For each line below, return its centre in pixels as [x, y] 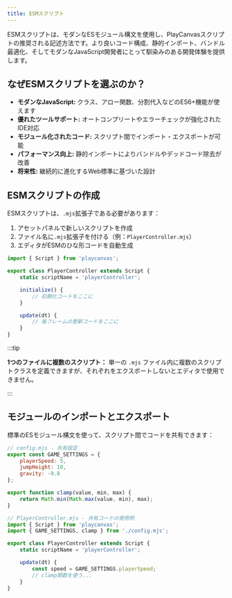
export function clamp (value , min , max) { [69, 493]
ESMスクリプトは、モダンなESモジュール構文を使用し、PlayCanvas [104, 34]
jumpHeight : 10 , [43, 467]
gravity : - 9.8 [40, 474]
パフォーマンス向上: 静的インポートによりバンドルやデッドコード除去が [119, 154]
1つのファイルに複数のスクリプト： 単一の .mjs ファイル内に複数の [102, 362]
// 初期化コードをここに [63, 296]
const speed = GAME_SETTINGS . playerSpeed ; [94, 569]
